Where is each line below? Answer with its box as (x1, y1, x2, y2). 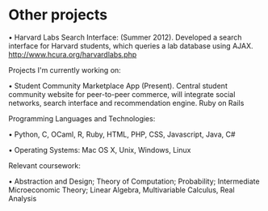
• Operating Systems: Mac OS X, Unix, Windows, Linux (8, 145, 191, 154)
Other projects (8, 6, 108, 24)
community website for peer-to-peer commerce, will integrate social (8, 89, 236, 99)
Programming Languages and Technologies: (8, 113, 156, 123)
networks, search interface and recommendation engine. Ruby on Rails (8, 98, 245, 108)
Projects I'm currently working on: (8, 65, 121, 74)
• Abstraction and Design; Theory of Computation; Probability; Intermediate (8, 176, 260, 186)
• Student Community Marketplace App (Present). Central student (8, 81, 228, 91)
